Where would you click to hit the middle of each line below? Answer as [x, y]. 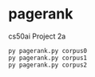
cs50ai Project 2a [37, 36]
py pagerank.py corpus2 [48, 65]
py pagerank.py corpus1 [48, 58]
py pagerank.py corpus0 [48, 51]
